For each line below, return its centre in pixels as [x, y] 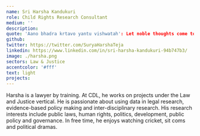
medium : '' [20, 23]
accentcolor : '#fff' [32, 67]
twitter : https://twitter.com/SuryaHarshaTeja [65, 45]
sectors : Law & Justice [36, 61]
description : [22, 28]
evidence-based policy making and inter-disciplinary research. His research [99, 108]
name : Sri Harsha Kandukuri [41, 12]
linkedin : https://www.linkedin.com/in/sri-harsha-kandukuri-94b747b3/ [97, 51]
